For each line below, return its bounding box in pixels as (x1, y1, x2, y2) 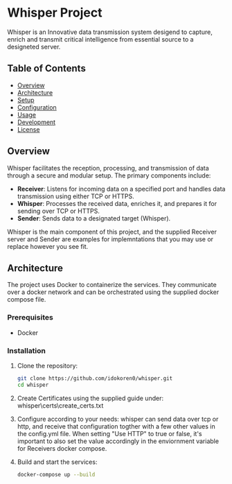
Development (17, 118, 56, 126)
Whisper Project (7, 5, 102, 21)
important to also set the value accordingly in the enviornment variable (17, 437, 220, 445)
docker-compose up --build (17, 471, 96, 478)
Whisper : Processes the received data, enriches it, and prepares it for (17, 199, 217, 207)
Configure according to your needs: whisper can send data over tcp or (17, 415, 219, 423)
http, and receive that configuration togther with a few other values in (17, 422, 216, 431)
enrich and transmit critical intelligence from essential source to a (7, 35, 194, 43)
